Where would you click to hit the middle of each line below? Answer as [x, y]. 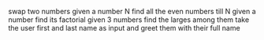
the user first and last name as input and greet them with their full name [124, 28]
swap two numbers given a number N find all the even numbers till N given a [132, 11]
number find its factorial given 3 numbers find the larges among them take [129, 20]
